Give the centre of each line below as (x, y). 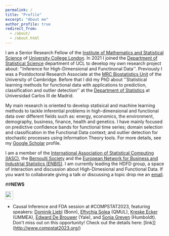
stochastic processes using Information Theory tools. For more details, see (83, 138)
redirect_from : (21, 29)
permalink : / (19, 10)
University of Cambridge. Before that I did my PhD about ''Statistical (76, 80)
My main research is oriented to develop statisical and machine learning (80, 105)
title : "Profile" (24, 15)
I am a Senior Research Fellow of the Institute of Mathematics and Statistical (85, 52)
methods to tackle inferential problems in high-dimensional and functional (82, 111)
